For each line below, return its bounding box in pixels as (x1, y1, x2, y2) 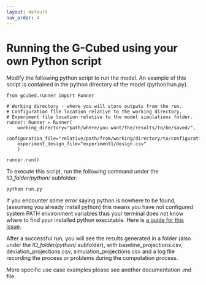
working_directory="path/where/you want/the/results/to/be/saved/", (17, 125, 196, 131)
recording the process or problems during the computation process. (6, 254, 178, 262)
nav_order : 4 (6, 15, 40, 21)
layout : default (6, 9, 48, 15)
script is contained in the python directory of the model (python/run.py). (6, 81, 188, 88)
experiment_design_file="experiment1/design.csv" (17, 141, 147, 147)
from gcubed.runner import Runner (6, 93, 95, 99)
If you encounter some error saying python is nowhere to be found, (6, 197, 176, 204)
